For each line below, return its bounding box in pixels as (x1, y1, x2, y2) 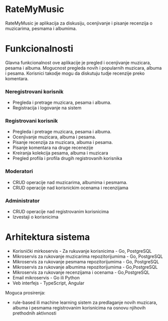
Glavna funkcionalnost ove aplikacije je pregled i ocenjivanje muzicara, (5, 59, 151, 66)
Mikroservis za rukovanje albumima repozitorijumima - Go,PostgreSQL (12, 264, 158, 270)
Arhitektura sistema (5, 232, 90, 243)
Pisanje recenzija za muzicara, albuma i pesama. (12, 139, 113, 145)
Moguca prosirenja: (5, 290, 46, 295)
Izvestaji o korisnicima (12, 214, 59, 220)
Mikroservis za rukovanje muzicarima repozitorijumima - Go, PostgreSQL (12, 253, 163, 259)
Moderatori (5, 168, 34, 175)
